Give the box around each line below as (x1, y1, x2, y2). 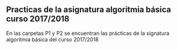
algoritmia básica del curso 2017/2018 (6, 35, 99, 43)
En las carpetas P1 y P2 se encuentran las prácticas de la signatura (6, 30, 170, 37)
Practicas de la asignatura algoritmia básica (6, 5, 172, 15)
